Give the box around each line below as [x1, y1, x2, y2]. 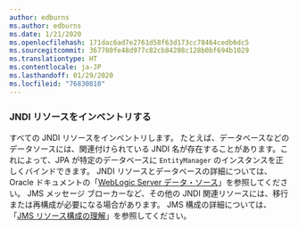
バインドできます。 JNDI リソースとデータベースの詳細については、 [24, 166, 272, 176]
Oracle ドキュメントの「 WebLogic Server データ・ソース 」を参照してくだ [9, 176, 281, 187]
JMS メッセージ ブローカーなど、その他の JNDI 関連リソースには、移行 [26, 188, 289, 199]
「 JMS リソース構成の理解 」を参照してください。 [9, 210, 192, 221]
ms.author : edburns [9, 21, 82, 30]
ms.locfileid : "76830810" [9, 79, 105, 88]
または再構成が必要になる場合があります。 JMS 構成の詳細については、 [9, 199, 272, 209]
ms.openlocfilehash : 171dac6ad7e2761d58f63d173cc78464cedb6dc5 [9, 37, 250, 47]
